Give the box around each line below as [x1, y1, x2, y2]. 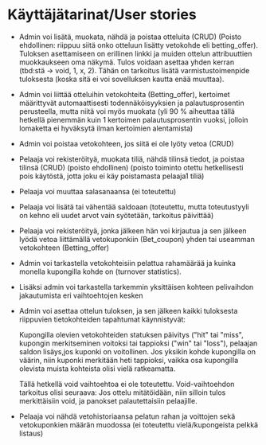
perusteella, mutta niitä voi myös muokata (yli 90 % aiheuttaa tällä [18, 106, 236, 116]
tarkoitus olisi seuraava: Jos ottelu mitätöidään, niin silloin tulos [18, 388, 226, 397]
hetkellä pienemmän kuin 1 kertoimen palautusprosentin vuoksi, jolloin [18, 115, 248, 124]
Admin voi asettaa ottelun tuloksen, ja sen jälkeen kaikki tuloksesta [18, 306, 238, 315]
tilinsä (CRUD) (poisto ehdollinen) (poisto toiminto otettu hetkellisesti [18, 162, 244, 172]
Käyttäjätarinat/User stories [7, 6, 197, 24]
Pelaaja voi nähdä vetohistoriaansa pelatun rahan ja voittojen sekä [18, 412, 236, 421]
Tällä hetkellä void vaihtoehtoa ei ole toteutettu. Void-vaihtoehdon [18, 379, 235, 388]
